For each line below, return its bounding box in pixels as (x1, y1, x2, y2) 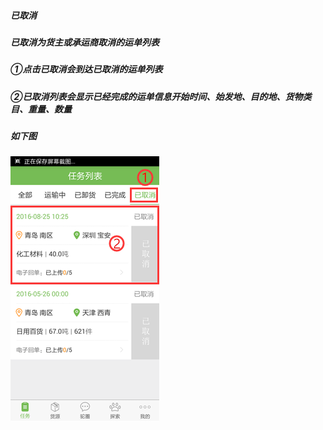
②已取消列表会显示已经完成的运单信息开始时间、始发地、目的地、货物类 (10, 90, 312, 102)
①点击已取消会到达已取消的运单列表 (10, 63, 163, 75)
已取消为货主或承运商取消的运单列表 (10, 36, 160, 48)
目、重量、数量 (10, 103, 72, 115)
